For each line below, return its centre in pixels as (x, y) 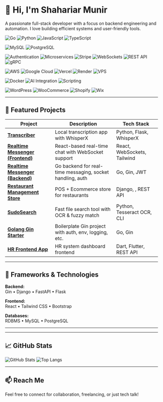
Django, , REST (133, 189)
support (64, 158)
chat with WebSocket (79, 152)
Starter (16, 235)
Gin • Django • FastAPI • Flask (36, 292)
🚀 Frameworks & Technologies (52, 275)
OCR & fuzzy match (77, 215)
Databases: (17, 315)
